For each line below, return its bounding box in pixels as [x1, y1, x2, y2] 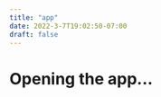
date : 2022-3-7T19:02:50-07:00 [9, 22, 128, 31]
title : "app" [9, 13, 59, 22]
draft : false [9, 30, 59, 39]
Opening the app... [9, 68, 154, 89]
